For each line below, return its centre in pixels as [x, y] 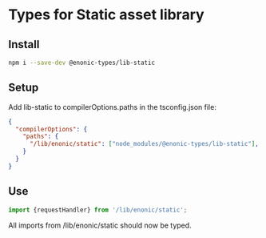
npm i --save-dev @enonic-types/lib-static [82, 63]
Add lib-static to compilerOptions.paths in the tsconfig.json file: [113, 107]
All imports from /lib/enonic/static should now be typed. [100, 225]
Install [24, 44]
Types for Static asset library [107, 15]
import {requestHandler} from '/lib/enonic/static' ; [98, 210]
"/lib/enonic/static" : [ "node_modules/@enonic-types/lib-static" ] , [144, 144]
